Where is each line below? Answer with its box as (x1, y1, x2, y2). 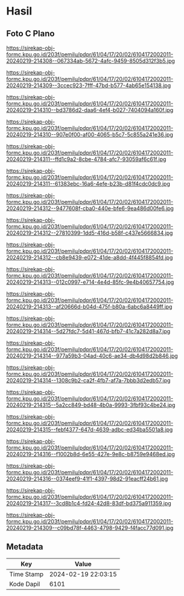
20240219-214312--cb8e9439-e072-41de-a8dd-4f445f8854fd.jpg (6, 254, 173, 261)
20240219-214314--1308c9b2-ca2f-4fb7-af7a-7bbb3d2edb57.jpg (6, 377, 171, 384)
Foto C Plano (6, 28, 55, 39)
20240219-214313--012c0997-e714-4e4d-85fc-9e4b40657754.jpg (6, 278, 174, 286)
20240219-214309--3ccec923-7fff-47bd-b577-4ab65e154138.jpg (6, 82, 171, 89)
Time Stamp (9, 570, 44, 578)
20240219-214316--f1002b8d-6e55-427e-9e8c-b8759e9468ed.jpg (6, 451, 175, 457)
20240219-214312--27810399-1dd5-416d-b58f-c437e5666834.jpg (6, 229, 173, 237)
